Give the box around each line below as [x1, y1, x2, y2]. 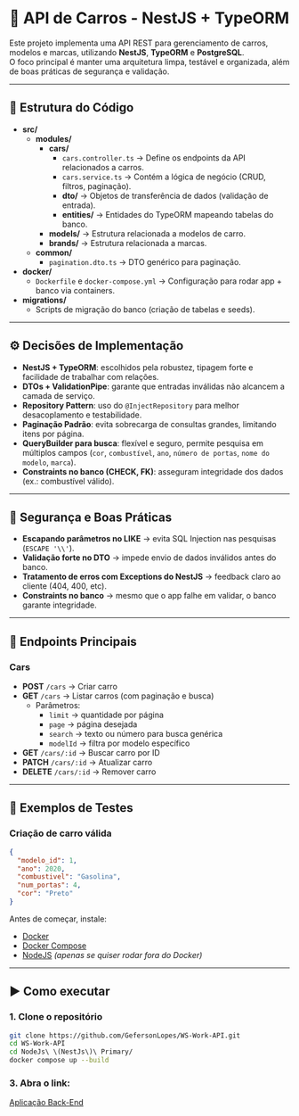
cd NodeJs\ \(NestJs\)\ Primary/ [9, 1047, 133, 1056]
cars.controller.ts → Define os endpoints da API [61, 152, 246, 163]
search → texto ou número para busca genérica [48, 729, 223, 740]
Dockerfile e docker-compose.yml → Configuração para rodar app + [35, 276, 283, 286]
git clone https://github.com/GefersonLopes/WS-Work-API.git [9, 1030, 241, 1040]
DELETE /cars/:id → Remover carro [21, 766, 157, 777]
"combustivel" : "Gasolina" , [17, 872, 122, 881]
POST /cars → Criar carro [21, 682, 118, 692]
